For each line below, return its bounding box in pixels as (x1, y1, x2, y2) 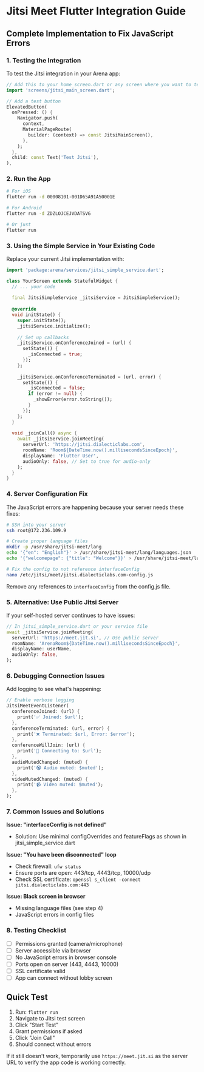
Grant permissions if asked (15, 1027, 83, 1035)
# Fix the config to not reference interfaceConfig (6, 566, 140, 572)
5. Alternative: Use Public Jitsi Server (6, 598, 119, 606)
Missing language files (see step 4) (15, 905, 103, 912)
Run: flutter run (15, 1008, 59, 1016)
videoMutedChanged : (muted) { (12, 776, 88, 782)
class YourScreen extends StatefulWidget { (6, 278, 118, 284)
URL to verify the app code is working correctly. (6, 1059, 126, 1066)
